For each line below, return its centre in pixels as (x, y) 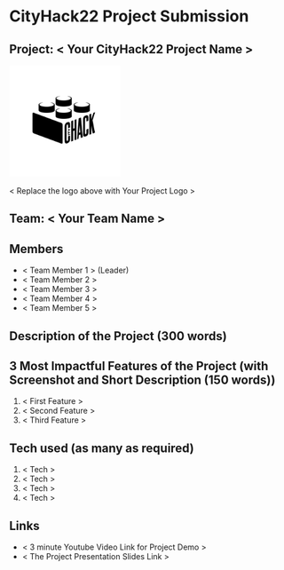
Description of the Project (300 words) (118, 336)
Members (36, 249)
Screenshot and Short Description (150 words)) (142, 380)
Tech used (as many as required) (102, 448)
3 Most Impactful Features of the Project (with (139, 366)
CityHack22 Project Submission (129, 16)
